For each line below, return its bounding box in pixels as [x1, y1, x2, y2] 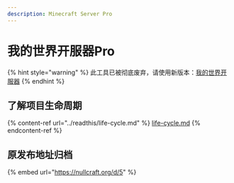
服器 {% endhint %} [7, 77, 65, 85]
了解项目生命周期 [7, 99, 82, 111]
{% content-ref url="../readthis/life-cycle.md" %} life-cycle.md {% [7, 118, 201, 128]
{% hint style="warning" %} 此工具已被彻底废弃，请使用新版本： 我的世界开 [7, 68, 228, 77]
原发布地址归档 [7, 148, 73, 160]
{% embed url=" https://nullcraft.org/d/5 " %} [7, 168, 137, 177]
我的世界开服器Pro [7, 43, 116, 59]
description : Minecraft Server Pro [7, 10, 113, 18]
